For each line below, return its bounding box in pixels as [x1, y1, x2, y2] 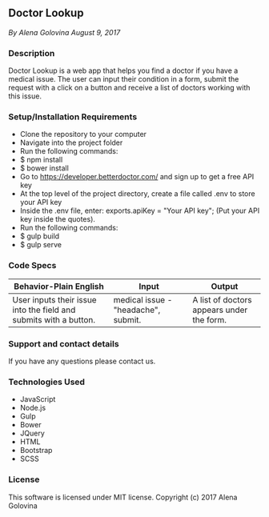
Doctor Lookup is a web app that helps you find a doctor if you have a [8, 66, 239, 75]
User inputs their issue [12, 294, 98, 305]
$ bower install [19, 163, 70, 173]
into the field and [12, 304, 76, 315]
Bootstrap [19, 446, 53, 455]
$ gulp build [19, 231, 60, 241]
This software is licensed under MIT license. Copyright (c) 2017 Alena [8, 492, 238, 502]
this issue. [8, 91, 42, 101]
